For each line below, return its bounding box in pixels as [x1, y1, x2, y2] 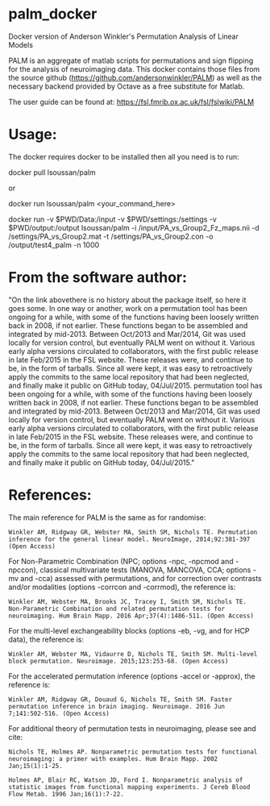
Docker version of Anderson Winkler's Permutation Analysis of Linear [8, 31, 239, 41]
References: [8, 486, 92, 504]
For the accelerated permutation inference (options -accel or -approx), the [8, 671, 255, 681]
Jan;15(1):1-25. [8, 762, 63, 770]
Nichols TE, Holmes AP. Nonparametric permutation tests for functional [8, 747, 258, 756]
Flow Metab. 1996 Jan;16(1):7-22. [8, 790, 125, 798]
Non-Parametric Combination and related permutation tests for [8, 604, 226, 613]
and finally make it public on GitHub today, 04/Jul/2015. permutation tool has [8, 380, 263, 390]
